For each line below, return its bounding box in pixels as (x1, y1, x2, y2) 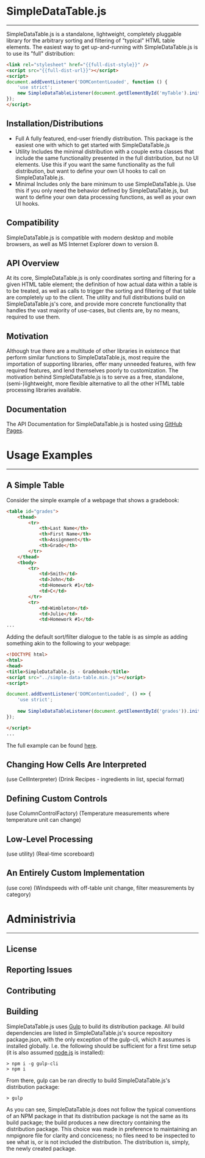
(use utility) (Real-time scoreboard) (6, 850, 95, 857)
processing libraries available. (6, 386, 82, 394)
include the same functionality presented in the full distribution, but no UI (15, 154, 199, 162)
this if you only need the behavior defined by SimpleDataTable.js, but (15, 187, 189, 194)
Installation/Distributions (6, 118, 104, 129)
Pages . (6, 427, 24, 434)
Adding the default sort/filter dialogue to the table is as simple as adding (6, 633, 188, 641)
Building (6, 1006, 38, 1017)
